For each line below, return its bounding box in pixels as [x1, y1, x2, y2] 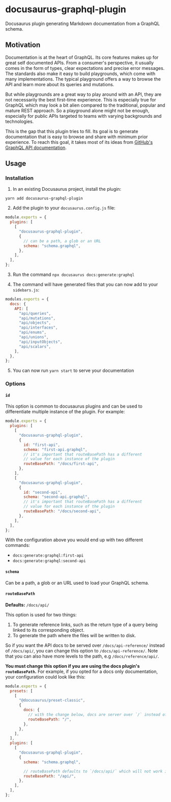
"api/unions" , [18, 335, 49, 340]
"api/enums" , [18, 330, 47, 335]
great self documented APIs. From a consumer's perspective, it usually [5, 60, 154, 66]
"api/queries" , [18, 311, 51, 316]
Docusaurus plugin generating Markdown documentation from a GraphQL [5, 20, 160, 27]
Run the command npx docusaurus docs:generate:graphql [12, 271, 135, 278]
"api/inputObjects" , [18, 339, 63, 344]
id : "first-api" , [23, 442, 60, 447]
